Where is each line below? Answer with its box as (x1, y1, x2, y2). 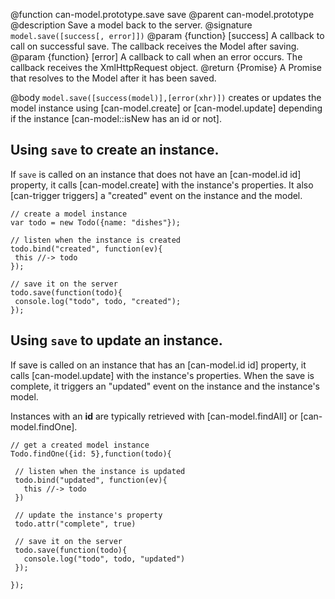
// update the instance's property (14, 510, 163, 520)
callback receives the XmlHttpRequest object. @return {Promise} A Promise (10, 62, 323, 73)
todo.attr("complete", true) (14, 519, 137, 529)
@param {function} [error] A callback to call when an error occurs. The (10, 51, 303, 63)
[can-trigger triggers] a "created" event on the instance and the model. (10, 189, 303, 201)
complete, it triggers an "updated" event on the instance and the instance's (10, 380, 320, 392)
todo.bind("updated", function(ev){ (14, 475, 168, 485)
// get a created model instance (10, 440, 150, 450)
